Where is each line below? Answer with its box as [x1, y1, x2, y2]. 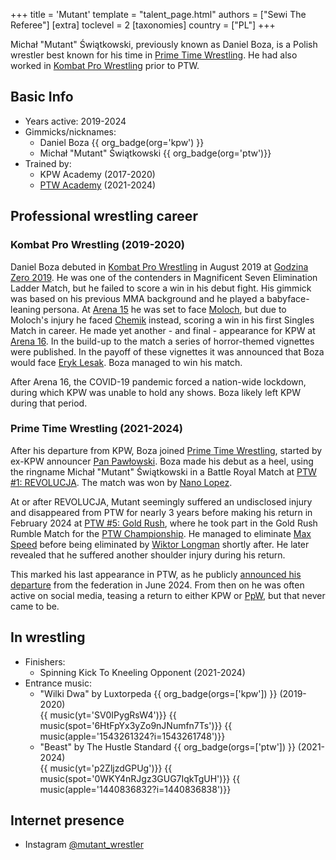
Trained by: [24, 157, 72, 169]
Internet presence [10, 812, 125, 829]
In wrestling [10, 629, 86, 646]
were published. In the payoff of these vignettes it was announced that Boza [10, 345, 325, 358]
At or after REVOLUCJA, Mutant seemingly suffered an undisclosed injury [10, 495, 313, 508]
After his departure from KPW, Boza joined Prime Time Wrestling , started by [10, 444, 323, 456]
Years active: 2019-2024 [24, 115, 127, 127]
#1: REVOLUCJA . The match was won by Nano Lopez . [10, 476, 233, 488]
